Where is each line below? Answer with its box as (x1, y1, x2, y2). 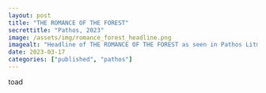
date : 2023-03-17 (8, 48, 66, 56)
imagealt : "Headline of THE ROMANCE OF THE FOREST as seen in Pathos (8, 41, 243, 49)
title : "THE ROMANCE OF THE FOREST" (8, 19, 129, 27)
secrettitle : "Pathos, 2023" (8, 26, 104, 34)
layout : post (8, 11, 51, 20)
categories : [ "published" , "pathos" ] (8, 56, 133, 64)
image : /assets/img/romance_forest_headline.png (8, 33, 172, 42)
